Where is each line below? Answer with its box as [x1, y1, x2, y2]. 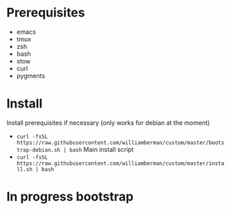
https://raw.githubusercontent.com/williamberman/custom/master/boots [16, 139, 225, 146]
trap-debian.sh [16, 146, 61, 153]
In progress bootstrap [6, 189, 134, 205]
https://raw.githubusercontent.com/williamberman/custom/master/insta [16, 160, 225, 167]
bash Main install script [69, 145, 134, 153]
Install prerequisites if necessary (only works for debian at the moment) [6, 119, 210, 127]
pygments [16, 71, 46, 80]
